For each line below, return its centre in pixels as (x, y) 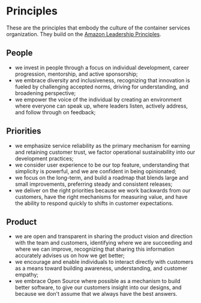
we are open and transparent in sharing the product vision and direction (104, 236)
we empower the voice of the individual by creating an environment (98, 99)
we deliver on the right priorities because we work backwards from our (103, 190)
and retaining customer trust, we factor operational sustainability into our (105, 152)
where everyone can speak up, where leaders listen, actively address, (101, 106)
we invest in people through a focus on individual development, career (102, 67)
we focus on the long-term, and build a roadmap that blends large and (102, 177)
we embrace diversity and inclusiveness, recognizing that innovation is (102, 80)
